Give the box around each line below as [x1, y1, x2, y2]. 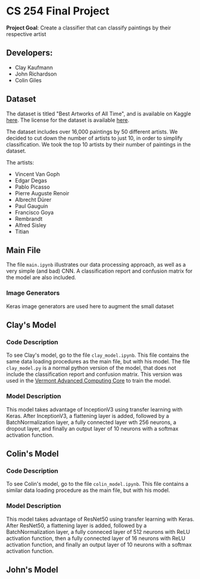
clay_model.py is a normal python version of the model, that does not [6, 365, 177, 372]
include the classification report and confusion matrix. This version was [6, 371, 183, 378]
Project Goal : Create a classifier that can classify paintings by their [6, 24, 172, 31]
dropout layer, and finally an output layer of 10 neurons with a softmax [6, 425, 178, 432]
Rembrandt [14, 215, 43, 222]
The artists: [6, 159, 34, 166]
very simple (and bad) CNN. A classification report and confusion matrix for [6, 267, 193, 274]
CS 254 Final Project [6, 4, 110, 18]
